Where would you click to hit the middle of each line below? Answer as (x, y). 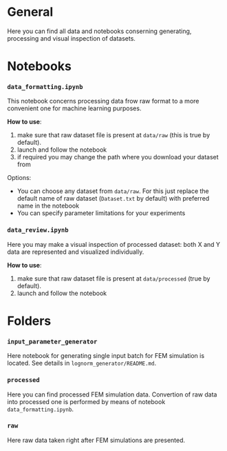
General (30, 12)
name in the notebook (48, 206)
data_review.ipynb (38, 230)
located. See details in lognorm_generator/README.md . (82, 363)
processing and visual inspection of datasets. (72, 38)
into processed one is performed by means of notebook (86, 401)
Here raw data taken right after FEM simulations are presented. (96, 440)
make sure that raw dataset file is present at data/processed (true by (113, 278)
